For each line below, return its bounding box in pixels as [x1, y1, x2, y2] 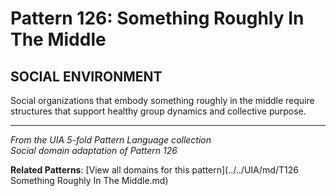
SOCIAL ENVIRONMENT [10, 68, 163, 85]
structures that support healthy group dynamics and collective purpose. [10, 105, 307, 117]
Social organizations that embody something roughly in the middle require [10, 95, 315, 106]
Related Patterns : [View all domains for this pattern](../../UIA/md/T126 [10, 164, 299, 176]
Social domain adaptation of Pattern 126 [10, 145, 178, 156]
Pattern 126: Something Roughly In [10, 7, 305, 30]
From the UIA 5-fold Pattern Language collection [10, 134, 212, 146]
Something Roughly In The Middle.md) [10, 175, 169, 186]
